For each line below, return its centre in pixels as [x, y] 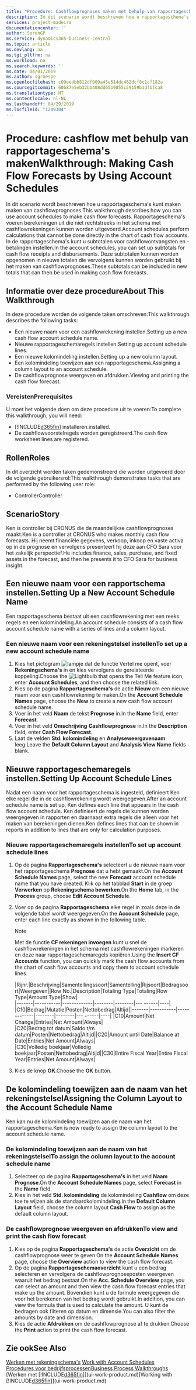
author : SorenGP [26, 33]
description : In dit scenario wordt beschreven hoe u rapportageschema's [98, 17]
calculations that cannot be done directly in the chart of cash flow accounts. [98, 235]
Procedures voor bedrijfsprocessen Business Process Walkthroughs [87, 1368]
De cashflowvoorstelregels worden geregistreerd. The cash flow [91, 433]
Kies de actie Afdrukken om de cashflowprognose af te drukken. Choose [102, 1323]
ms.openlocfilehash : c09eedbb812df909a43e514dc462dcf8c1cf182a [85, 82]
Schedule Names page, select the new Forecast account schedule [95, 878]
